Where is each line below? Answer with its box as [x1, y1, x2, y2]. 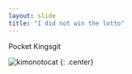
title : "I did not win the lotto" [8, 19, 126, 27]
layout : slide [8, 11, 57, 20]
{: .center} [59, 57, 94, 67]
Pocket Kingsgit [8, 41, 62, 51]
